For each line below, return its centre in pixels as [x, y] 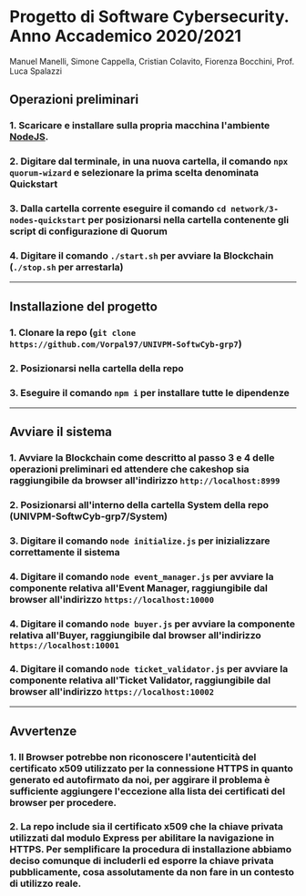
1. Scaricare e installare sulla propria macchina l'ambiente [140, 126]
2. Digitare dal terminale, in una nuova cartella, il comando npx [149, 161]
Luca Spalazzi [36, 71]
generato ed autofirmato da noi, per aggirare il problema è [140, 779]
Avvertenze [43, 731]
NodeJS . [29, 137]
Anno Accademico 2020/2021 [126, 36]
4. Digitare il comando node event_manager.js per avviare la [142, 577]
